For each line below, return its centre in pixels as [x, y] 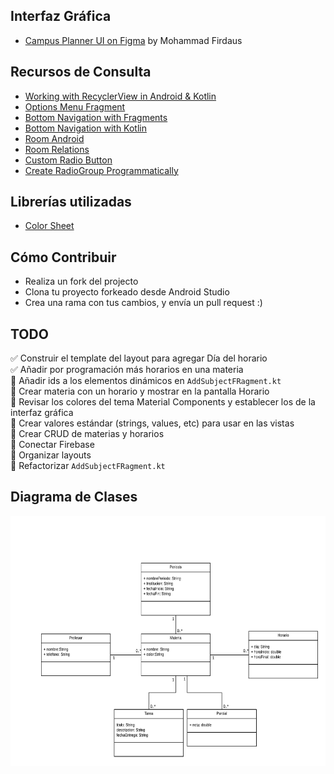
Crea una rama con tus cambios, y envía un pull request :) [143, 303]
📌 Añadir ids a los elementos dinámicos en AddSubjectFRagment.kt [146, 381]
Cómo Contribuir [63, 257]
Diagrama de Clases [74, 497]
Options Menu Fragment [75, 106]
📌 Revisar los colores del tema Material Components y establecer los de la [163, 402]
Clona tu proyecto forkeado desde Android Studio [127, 292]
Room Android [54, 138]
